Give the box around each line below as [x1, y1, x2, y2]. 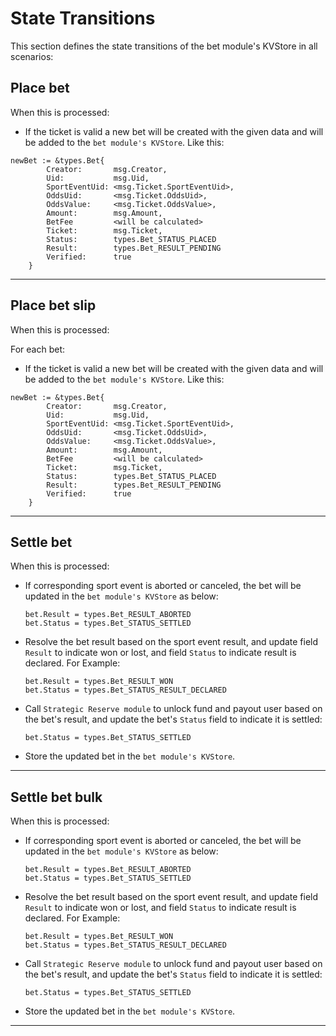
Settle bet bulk [10, 788, 103, 806]
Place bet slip [10, 297, 97, 314]
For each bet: [10, 343, 66, 355]
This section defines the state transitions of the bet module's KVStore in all [10, 40, 318, 52]
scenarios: [10, 50, 54, 62]
